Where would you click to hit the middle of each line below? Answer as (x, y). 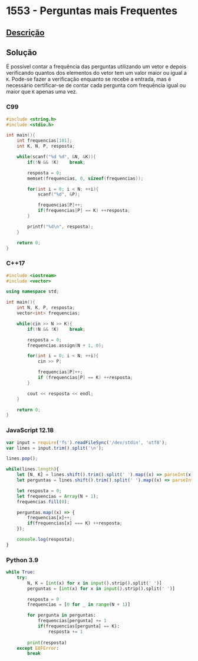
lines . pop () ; (22, 459)
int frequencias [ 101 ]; (44, 141)
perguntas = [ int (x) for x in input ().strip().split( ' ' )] (101, 589)
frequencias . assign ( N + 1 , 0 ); (66, 346)
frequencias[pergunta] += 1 (72, 621)
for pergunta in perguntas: (62, 615)
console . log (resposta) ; (46, 540)
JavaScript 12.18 (30, 430)
